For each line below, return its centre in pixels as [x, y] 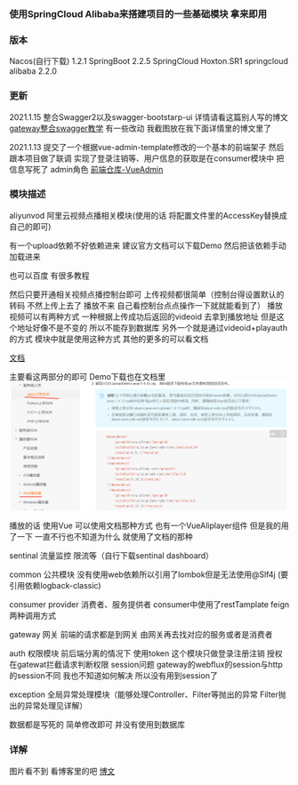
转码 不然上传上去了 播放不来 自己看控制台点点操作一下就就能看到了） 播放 [146, 305]
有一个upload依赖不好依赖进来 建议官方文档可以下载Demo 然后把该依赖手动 [148, 245]
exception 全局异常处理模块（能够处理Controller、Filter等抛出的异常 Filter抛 [148, 694]
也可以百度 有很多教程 [49, 275]
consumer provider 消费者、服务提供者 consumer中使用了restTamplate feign [149, 605]
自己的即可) [30, 226]
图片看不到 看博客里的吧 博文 [62, 771]
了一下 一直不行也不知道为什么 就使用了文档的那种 [101, 537]
